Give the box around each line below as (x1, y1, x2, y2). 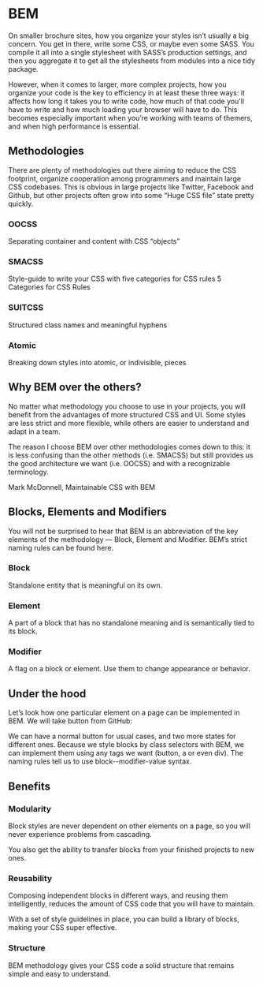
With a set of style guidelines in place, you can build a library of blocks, (8, 914, 240, 924)
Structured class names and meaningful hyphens (8, 320, 168, 330)
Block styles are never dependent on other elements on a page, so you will (8, 821, 250, 831)
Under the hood (8, 687, 87, 700)
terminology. (8, 467, 50, 476)
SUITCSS (8, 302, 44, 313)
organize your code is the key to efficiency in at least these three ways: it (8, 88, 246, 97)
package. (8, 64, 39, 73)
